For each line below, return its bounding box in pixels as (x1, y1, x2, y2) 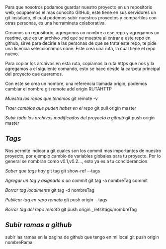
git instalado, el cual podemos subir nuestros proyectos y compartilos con (5, 15, 157, 20)
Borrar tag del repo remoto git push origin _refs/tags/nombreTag (5, 206, 137, 212)
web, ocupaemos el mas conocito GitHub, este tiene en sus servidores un (5, 9, 157, 15)
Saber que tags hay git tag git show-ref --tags (5, 167, 100, 173)
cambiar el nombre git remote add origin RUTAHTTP (5, 86, 112, 91)
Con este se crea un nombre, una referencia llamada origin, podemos (5, 81, 148, 86)
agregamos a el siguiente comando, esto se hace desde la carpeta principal (5, 66, 161, 72)
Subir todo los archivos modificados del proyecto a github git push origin (5, 115, 155, 121)
